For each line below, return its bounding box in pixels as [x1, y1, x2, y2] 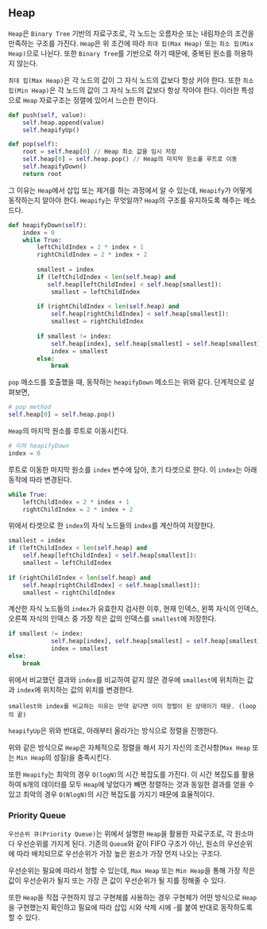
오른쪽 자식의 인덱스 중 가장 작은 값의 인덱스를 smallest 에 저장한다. [8, 613, 217, 624]
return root [22, 170, 62, 178]
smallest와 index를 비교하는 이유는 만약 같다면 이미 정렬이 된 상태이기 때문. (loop [8, 702, 257, 710]
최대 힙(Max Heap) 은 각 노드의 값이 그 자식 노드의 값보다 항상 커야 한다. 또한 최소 [8, 75, 254, 84]
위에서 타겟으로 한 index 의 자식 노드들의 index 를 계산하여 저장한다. [8, 521, 216, 531]
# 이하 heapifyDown [8, 442, 70, 450]
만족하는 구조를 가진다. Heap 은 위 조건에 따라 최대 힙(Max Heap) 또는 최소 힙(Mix [8, 38, 254, 48]
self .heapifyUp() [22, 126, 80, 134]
